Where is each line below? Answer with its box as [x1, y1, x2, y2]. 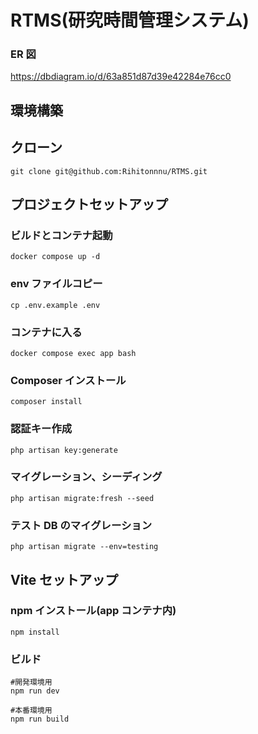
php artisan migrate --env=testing [10, 542, 159, 552]
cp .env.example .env [10, 300, 101, 310]
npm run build [10, 714, 70, 725]
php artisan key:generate [10, 445, 118, 455]
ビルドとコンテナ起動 [10, 229, 113, 242]
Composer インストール [10, 373, 127, 387]
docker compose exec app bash [10, 348, 137, 358]
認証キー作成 [10, 422, 73, 436]
